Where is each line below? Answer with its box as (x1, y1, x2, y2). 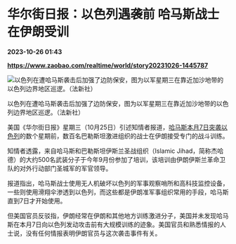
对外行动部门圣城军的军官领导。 (19, 164, 112, 172)
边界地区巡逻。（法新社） (13, 108, 84, 116)
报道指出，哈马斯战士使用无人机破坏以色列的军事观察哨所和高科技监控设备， (7, 179, 229, 187)
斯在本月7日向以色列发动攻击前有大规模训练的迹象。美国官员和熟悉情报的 (7, 220, 220, 229)
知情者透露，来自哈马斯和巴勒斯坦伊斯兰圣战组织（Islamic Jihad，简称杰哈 (7, 147, 224, 155)
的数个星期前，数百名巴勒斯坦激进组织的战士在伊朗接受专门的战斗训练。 (20, 131, 229, 140)
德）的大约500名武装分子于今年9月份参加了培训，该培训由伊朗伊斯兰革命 (7, 155, 220, 163)
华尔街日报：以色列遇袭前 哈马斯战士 (7, 6, 220, 22)
